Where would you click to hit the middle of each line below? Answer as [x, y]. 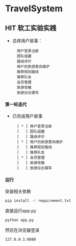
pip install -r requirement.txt [38, 201]
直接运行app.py [21, 211]
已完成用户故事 [27, 116]
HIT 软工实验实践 [31, 28]
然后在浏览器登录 [22, 230]
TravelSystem [34, 9]
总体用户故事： [27, 41]
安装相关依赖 [18, 191]
